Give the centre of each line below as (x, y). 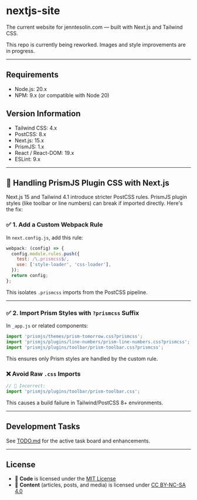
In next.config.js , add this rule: (45, 237)
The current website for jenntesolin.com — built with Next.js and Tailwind (94, 27)
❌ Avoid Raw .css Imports (43, 374)
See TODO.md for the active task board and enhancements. (78, 441)
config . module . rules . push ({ (46, 254)
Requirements (32, 75)
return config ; (30, 276)
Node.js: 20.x (30, 89)
